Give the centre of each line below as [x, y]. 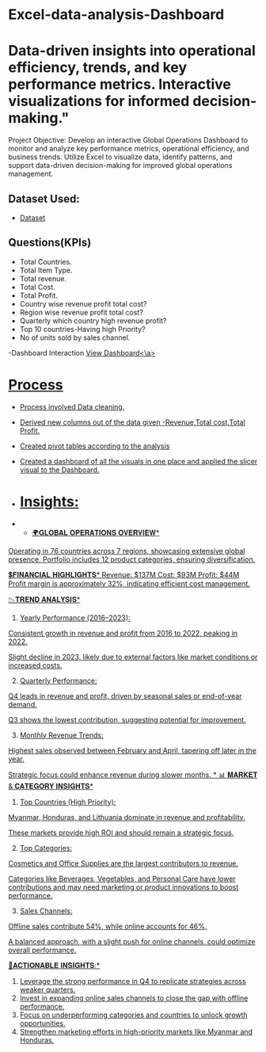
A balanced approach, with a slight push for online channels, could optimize [132, 941]
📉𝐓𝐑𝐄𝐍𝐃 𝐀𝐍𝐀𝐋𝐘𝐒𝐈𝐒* [44, 599]
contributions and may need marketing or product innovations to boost [123, 887]
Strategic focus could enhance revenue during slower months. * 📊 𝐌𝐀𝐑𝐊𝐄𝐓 [133, 775]
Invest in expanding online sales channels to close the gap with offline [134, 998]
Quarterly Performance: [58, 680]
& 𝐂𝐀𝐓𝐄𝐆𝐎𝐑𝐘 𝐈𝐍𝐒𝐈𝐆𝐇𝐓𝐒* [51, 786]
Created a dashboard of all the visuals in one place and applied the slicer [139, 461]
